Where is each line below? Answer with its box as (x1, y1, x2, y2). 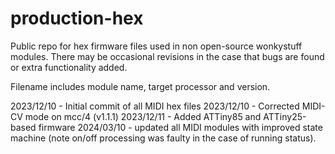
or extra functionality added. (10, 61, 128, 73)
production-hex (10, 7, 144, 30)
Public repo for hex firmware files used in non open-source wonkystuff (10, 40, 303, 52)
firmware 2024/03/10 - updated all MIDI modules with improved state (38, 121, 323, 133)
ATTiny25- (263, 110, 307, 122)
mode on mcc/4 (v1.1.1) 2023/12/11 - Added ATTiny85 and (24, 110, 262, 122)
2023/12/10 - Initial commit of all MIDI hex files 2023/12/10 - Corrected (10, 100, 300, 112)
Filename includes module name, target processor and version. (10, 80, 271, 92)
